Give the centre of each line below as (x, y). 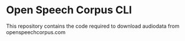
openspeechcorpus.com (36, 32)
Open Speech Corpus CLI (69, 10)
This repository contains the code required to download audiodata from (93, 26)
